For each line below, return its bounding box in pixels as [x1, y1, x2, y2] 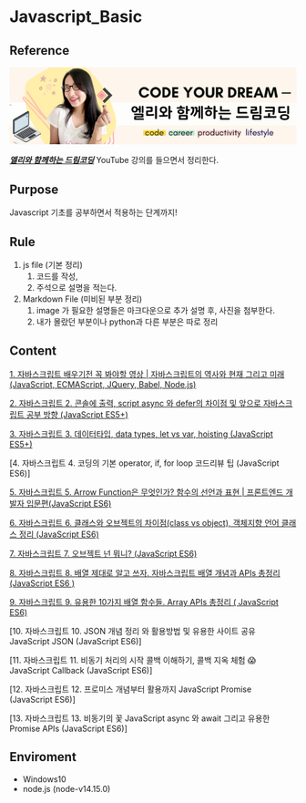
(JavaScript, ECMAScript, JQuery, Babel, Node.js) [9, 378, 197, 389]
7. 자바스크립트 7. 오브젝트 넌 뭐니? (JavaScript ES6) [9, 548, 198, 559]
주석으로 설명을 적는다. [36, 283, 117, 293]
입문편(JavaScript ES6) [25, 498, 112, 509]
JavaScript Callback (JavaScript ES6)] [9, 664, 153, 675]
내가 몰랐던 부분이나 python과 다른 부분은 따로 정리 [36, 316, 219, 327]
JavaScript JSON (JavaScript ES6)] [9, 635, 142, 646]
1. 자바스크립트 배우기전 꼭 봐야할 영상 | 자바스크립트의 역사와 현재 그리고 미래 [9, 368, 285, 379]
